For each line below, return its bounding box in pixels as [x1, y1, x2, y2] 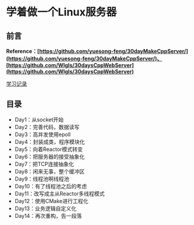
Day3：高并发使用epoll [14, 131, 71, 138]
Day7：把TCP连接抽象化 [14, 160, 75, 168]
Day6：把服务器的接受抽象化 [14, 153, 85, 160]
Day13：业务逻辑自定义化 [14, 205, 77, 212]
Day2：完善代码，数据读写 [14, 123, 80, 130]
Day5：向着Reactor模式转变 [14, 146, 83, 153]
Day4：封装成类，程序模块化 [14, 138, 85, 145]
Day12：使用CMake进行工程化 [14, 197, 89, 204]
